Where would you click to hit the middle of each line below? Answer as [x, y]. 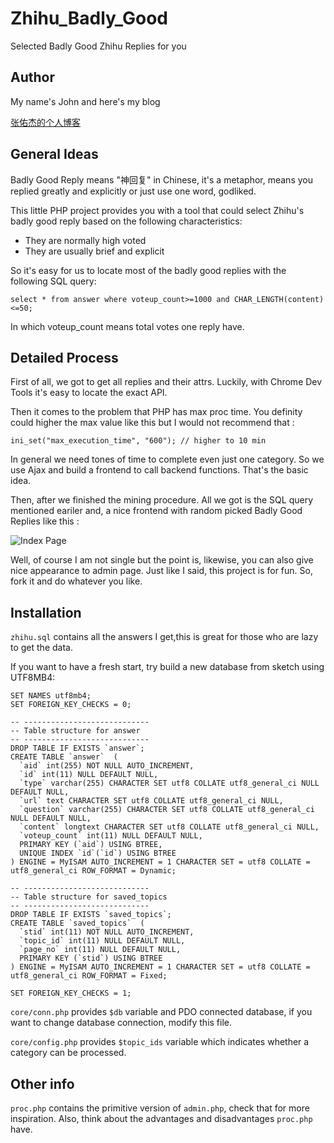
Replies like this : [45, 521]
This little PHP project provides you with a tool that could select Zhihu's [157, 210]
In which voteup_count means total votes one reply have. [127, 326]
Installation [46, 612]
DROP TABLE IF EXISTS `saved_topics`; [91, 915]
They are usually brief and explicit [94, 251]
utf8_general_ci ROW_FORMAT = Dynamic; [93, 871]
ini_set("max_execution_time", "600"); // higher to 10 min [138, 441]
